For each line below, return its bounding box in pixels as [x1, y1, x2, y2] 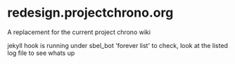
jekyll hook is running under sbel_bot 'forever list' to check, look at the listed [7, 41, 229, 49]
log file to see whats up [7, 49, 75, 57]
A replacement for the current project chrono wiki [7, 28, 151, 36]
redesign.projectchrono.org [7, 5, 174, 21]
